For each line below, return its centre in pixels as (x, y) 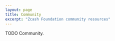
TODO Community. (24, 33)
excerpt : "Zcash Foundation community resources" (58, 19)
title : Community (23, 14)
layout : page (19, 10)
